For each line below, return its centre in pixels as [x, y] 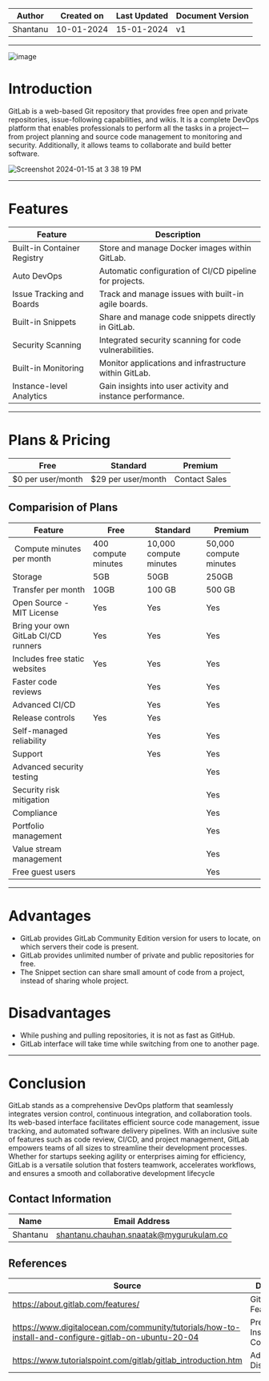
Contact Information [60, 1199]
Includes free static [48, 658]
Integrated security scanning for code [170, 339]
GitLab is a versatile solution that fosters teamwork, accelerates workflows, [132, 1165]
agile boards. [123, 303]
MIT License [35, 612]
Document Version [213, 16]
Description [178, 234]
